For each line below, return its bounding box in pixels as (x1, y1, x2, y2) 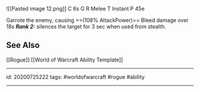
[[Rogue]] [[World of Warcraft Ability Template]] (6, 56, 123, 63)
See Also (6, 40, 40, 50)
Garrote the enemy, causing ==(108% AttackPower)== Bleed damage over (6, 17, 189, 23)
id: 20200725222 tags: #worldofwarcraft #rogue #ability (6, 73, 145, 80)
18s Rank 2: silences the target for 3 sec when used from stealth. (6, 23, 167, 30)
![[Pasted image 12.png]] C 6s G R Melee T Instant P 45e (6, 5, 145, 12)
